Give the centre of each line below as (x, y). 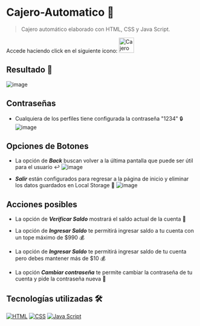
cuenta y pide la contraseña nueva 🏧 (60, 279)
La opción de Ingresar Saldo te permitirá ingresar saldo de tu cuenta (101, 251)
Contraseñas (31, 103)
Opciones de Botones (47, 146)
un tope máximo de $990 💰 (50, 238)
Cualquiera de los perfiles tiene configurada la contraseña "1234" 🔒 (99, 118)
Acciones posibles (42, 205)
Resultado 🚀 (29, 70)
